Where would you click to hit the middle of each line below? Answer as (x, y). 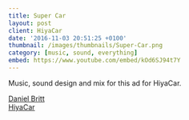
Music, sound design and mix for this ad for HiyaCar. (95, 83)
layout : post (30, 23)
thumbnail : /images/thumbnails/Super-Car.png (85, 46)
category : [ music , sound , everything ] (73, 53)
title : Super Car (37, 16)
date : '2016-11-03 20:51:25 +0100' (68, 38)
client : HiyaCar (35, 30)
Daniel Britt (27, 98)
